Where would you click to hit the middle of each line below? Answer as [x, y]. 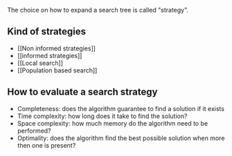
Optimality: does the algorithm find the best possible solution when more [121, 138]
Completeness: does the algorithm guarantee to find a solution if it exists [121, 108]
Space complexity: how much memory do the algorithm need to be [113, 123]
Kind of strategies [47, 31]
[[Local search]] [40, 63]
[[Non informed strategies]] [56, 48]
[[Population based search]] [57, 70]
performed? [34, 130]
